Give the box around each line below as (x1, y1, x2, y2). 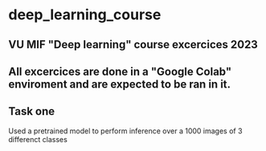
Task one (8, 104, 55, 118)
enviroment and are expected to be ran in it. (8, 77, 231, 91)
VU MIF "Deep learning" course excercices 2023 (8, 38, 259, 51)
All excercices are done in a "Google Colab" (8, 64, 231, 78)
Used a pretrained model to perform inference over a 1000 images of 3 (8, 126, 243, 136)
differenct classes (8, 134, 68, 144)
